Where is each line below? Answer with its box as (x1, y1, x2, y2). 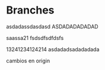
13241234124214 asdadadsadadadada (6, 45, 100, 53)
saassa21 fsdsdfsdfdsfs (6, 34, 64, 41)
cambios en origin (6, 57, 50, 64)
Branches (6, 4, 55, 17)
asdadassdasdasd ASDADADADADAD (6, 23, 99, 30)
